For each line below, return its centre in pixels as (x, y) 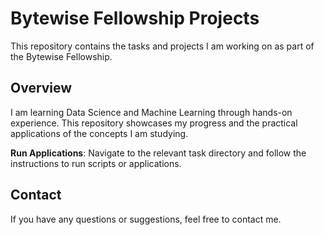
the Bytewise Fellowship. (61, 56)
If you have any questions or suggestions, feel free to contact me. (146, 219)
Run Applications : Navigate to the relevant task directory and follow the (158, 153)
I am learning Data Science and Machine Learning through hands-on (151, 112)
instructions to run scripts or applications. (96, 163)
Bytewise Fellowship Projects (135, 18)
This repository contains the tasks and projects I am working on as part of (162, 46)
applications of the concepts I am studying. (99, 133)
